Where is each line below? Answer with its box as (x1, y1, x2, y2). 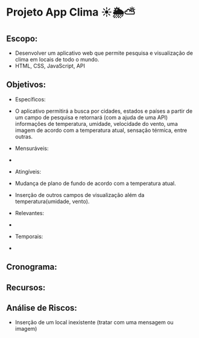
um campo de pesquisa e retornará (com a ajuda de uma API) (14, 113, 168, 121)
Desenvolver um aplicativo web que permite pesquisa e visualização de (14, 49, 193, 57)
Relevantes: (14, 209, 45, 216)
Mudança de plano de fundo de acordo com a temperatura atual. (14, 180, 176, 187)
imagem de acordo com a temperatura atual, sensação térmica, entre (14, 127, 188, 134)
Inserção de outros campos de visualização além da (14, 191, 145, 198)
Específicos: (14, 95, 46, 103)
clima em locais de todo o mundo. (14, 56, 99, 63)
